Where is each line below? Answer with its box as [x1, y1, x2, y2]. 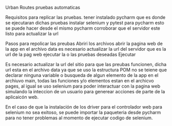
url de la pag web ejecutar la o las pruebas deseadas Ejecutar [5, 51, 136, 57]
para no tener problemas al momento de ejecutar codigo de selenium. [5, 115, 153, 121]
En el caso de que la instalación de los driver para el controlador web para [5, 104, 163, 110]
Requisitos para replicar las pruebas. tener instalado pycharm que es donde [5, 14, 166, 20]
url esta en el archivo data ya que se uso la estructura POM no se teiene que [5, 67, 167, 73]
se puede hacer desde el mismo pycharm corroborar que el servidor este [5, 25, 161, 31]
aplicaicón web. [5, 94, 39, 100]
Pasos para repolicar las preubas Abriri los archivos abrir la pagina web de [5, 40, 163, 47]
